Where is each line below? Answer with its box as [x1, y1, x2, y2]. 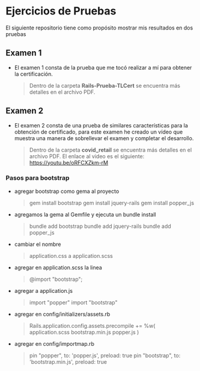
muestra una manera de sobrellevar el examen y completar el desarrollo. [14, 134, 194, 142]
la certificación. [14, 70, 53, 78]
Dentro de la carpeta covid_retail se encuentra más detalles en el [29, 146, 192, 153]
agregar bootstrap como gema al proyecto [14, 188, 120, 195]
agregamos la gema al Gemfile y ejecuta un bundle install [14, 210, 157, 218]
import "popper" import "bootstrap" [29, 299, 118, 306]
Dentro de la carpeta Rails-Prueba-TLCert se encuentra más [29, 82, 181, 89]
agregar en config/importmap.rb [14, 340, 94, 347]
